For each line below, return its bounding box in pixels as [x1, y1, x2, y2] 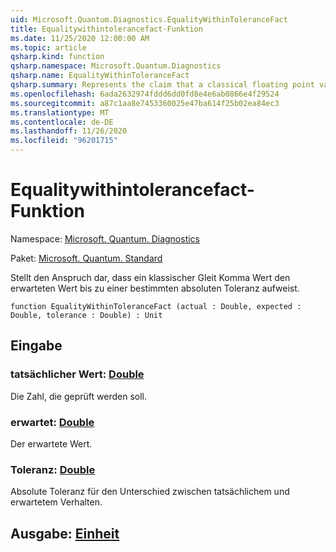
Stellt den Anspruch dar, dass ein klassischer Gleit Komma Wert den [10, 271, 291, 283]
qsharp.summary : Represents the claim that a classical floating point [10, 80, 315, 90]
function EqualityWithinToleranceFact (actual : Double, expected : [10, 301, 302, 311]
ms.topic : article [10, 42, 87, 53]
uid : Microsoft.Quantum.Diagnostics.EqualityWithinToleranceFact [10, 14, 288, 25]
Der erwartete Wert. [10, 437, 93, 450]
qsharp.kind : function [10, 52, 105, 62]
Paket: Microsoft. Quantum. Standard [10, 252, 163, 264]
